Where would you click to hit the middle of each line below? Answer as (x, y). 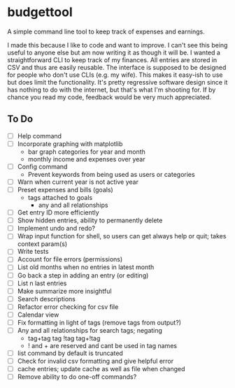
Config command (42, 166)
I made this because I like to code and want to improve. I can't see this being (117, 45)
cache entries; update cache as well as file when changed (101, 369)
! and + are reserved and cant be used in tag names (102, 346)
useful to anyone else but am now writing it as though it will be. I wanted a (114, 52)
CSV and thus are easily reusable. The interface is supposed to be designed (117, 67)
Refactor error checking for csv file (68, 307)
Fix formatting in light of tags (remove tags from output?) (99, 322)
